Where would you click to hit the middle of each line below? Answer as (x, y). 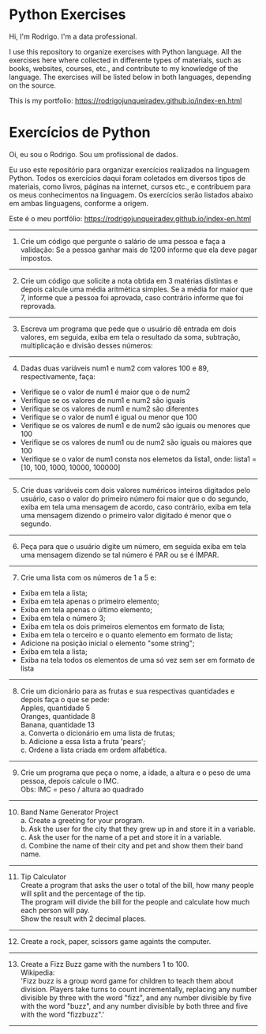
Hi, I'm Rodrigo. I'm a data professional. (73, 36)
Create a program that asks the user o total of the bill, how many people (137, 885)
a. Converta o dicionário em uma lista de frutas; (98, 733)
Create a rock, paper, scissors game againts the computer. (116, 941)
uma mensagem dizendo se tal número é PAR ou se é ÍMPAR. (120, 555)
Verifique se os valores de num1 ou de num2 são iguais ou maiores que (136, 442)
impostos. (37, 258)
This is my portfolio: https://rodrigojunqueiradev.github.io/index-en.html (126, 100)
